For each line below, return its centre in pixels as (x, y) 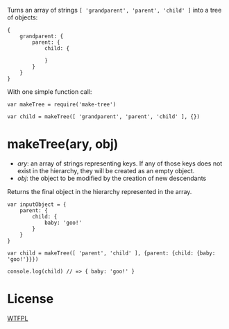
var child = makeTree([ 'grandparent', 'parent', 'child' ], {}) (103, 117)
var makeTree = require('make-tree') (62, 104)
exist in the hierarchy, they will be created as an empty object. (106, 170)
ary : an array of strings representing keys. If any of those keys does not (120, 163)
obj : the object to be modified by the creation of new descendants (112, 178)
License (31, 299)
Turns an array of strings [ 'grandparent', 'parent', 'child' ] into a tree (114, 10)
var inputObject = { (37, 204)
